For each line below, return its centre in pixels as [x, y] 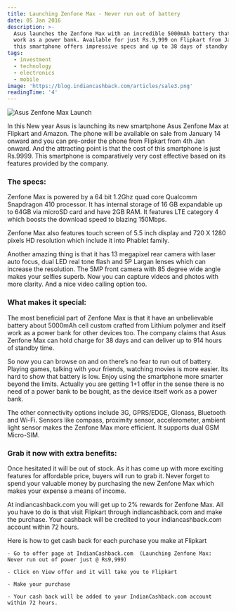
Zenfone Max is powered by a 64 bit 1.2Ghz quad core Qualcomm [102, 197]
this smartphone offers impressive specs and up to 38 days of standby [121, 46]
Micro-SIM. [24, 435]
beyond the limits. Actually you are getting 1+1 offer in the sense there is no [116, 384]
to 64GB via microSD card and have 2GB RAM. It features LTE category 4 [113, 212]
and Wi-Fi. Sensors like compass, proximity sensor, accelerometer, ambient [117, 420]
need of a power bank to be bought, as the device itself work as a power [112, 391]
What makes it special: [47, 302]
